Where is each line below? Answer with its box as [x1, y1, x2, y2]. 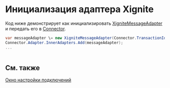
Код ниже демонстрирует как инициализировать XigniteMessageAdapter [5, 20, 163, 26]
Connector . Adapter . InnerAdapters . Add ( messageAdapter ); [5, 40, 123, 45]
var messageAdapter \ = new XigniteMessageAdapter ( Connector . [5, 35, 137, 40]
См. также [5, 63, 40, 72]
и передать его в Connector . [5, 25, 66, 31]
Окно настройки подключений [5, 77, 72, 83]
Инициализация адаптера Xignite [5, 4, 154, 15]
